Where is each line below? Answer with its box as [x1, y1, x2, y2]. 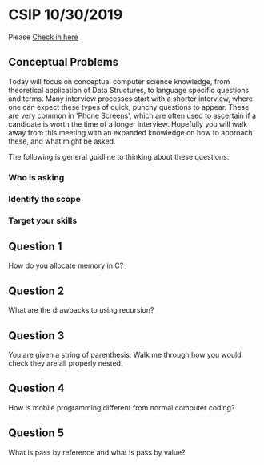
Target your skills [8, 215, 78, 226]
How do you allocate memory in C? [8, 261, 124, 270]
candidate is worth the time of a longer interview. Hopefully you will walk [8, 119, 248, 129]
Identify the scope [8, 193, 82, 204]
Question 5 [8, 427, 65, 440]
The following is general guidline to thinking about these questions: [8, 152, 230, 161]
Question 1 [8, 239, 62, 253]
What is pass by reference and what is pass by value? [8, 447, 186, 457]
